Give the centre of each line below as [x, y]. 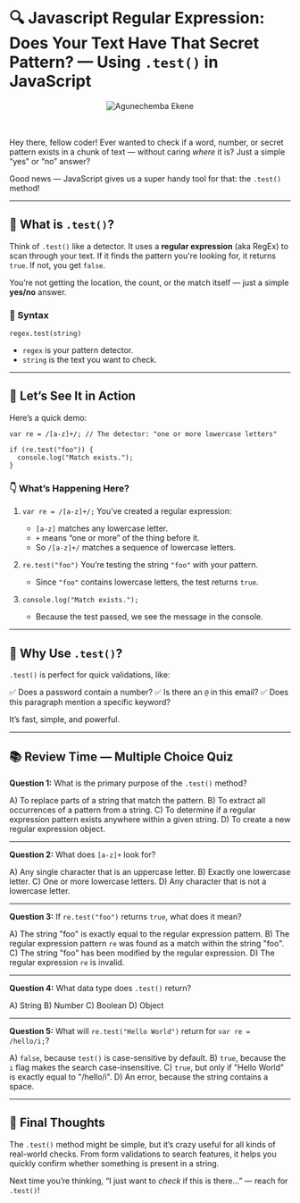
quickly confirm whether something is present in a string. [114, 1163]
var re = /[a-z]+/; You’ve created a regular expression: [127, 511]
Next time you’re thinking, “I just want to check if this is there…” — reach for [149, 1181]
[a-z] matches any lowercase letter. [101, 528]
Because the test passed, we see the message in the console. [149, 617]
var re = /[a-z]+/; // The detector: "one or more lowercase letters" [143, 434]
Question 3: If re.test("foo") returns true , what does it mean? [126, 916]
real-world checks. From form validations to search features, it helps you [143, 1154]
